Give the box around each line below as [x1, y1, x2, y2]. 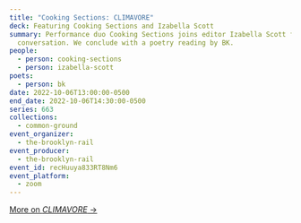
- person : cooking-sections [17, 55, 123, 64]
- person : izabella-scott [17, 64, 115, 73]
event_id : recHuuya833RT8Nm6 [9, 163, 118, 172]
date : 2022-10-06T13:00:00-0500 [9, 88, 130, 97]
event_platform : [9, 171, 70, 180]
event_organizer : [9, 130, 74, 139]
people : [9, 47, 39, 56]
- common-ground [17, 122, 78, 131]
